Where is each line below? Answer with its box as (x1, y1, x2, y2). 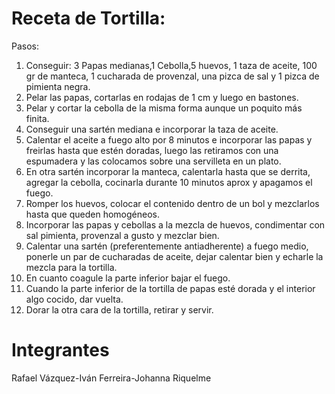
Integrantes (11, 339, 110, 362)
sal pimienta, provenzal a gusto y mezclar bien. (25, 229, 220, 241)
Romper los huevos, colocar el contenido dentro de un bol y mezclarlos (25, 197, 320, 209)
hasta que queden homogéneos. (25, 208, 161, 220)
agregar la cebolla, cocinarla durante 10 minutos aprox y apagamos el (25, 176, 313, 188)
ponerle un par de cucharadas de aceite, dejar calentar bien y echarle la (25, 250, 324, 262)
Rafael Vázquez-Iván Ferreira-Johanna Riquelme (11, 372, 212, 384)
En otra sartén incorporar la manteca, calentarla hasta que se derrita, (25, 165, 311, 177)
